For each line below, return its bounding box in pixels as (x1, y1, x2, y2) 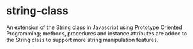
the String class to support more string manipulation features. (6, 36, 159, 43)
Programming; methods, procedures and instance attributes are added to (6, 30, 188, 37)
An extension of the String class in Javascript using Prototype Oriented (6, 24, 182, 31)
